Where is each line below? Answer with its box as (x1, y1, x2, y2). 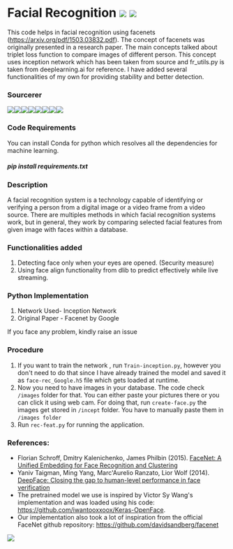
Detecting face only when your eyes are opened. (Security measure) (17, 258, 215, 267)
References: (7, 438, 50, 448)
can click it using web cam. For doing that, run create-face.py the (17, 398, 207, 407)
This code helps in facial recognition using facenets (7, 28, 156, 36)
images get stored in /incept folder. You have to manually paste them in (17, 405, 224, 413)
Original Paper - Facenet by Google (17, 314, 120, 323)
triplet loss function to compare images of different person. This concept (7, 50, 216, 59)
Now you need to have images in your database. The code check (17, 383, 204, 392)
